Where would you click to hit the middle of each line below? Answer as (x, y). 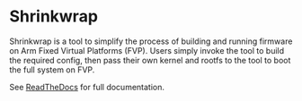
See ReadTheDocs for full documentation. (87, 87)
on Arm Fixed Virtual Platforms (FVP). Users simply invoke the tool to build (147, 50)
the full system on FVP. (52, 70)
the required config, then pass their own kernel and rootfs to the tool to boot (150, 60)
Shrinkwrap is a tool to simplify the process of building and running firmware (151, 41)
